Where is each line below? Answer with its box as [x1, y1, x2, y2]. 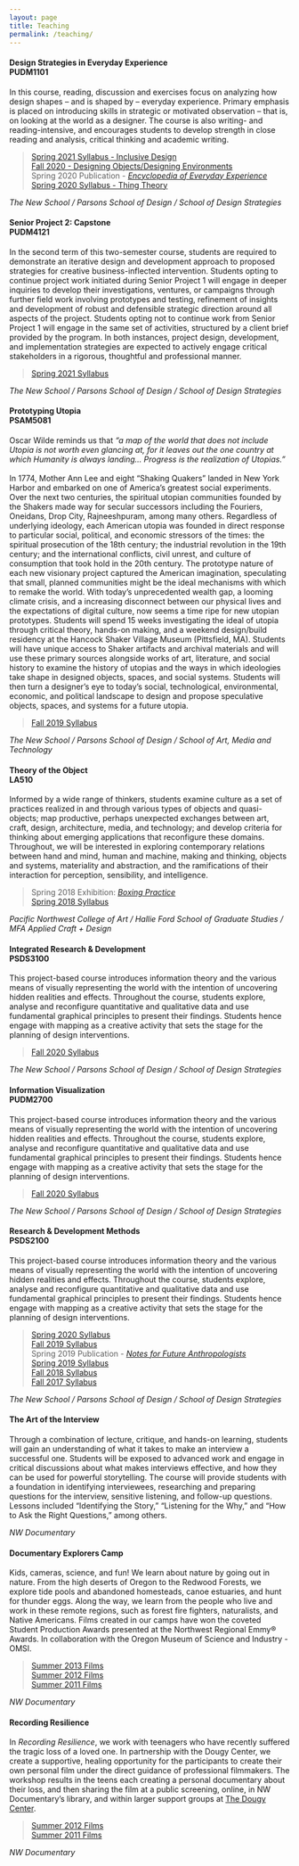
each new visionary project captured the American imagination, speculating [9, 567, 287, 578]
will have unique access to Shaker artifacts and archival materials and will [9, 643, 279, 654]
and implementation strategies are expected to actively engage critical [9, 341, 268, 352]
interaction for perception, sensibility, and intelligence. [9, 870, 209, 881]
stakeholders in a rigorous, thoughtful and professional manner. [9, 350, 242, 361]
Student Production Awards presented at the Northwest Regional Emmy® [9, 1624, 277, 1635]
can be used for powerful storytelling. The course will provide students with [9, 1472, 287, 1483]
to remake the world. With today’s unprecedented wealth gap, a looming [9, 586, 274, 597]
